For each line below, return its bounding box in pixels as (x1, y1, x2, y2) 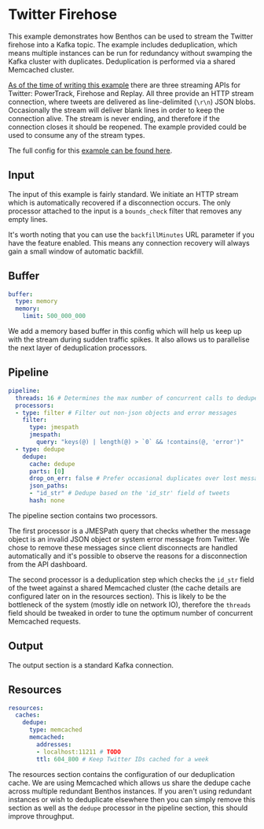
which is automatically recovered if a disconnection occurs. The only (8, 198, 231, 207)
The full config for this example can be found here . (8, 146, 173, 155)
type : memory (15, 298, 58, 305)
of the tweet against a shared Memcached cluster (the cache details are (8, 583, 241, 592)
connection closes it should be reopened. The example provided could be (8, 122, 247, 131)
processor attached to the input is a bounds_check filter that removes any (8, 206, 242, 216)
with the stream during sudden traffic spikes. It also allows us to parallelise (8, 335, 250, 344)
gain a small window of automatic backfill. (8, 246, 144, 256)
